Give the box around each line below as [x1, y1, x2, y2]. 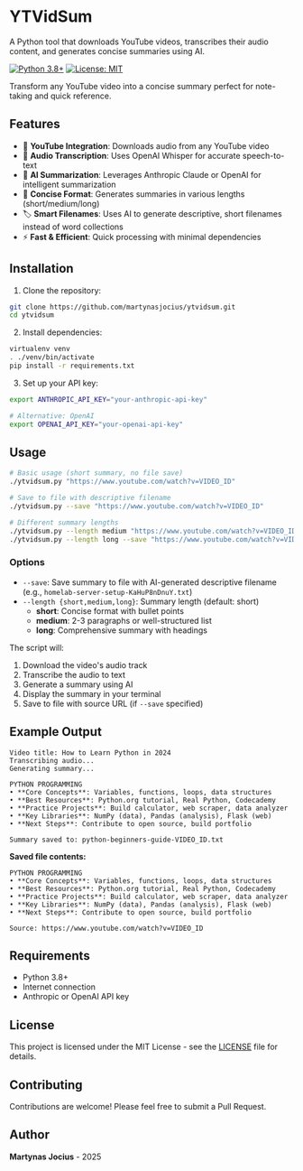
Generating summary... [9, 764, 95, 773]
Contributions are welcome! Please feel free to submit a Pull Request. [9, 1101, 267, 1112]
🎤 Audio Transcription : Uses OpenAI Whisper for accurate [22, 150, 241, 161]
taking [9, 90, 33, 101]
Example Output [9, 724, 102, 739]
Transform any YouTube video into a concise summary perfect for [9, 80, 254, 91]
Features [9, 116, 60, 132]
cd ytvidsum [9, 311, 54, 320]
